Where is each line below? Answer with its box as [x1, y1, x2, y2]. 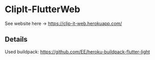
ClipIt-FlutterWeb [5, 4, 81, 15]
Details [5, 35, 28, 44]
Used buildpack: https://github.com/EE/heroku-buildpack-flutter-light [5, 48, 150, 54]
